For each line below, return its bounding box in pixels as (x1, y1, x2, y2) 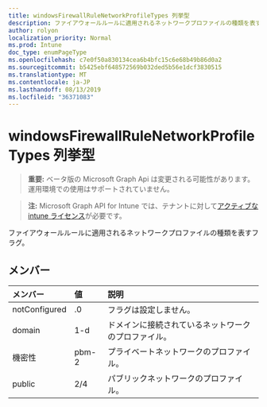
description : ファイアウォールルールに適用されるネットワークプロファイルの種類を (8, 19, 250, 27)
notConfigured (12, 304, 67, 315)
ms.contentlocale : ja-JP (8, 78, 91, 86)
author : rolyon (8, 26, 59, 34)
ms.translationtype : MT (8, 71, 87, 79)
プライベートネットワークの (107, 347, 212, 357)
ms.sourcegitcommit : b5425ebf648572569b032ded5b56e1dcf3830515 (8, 64, 222, 72)
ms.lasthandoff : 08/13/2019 (8, 85, 102, 94)
